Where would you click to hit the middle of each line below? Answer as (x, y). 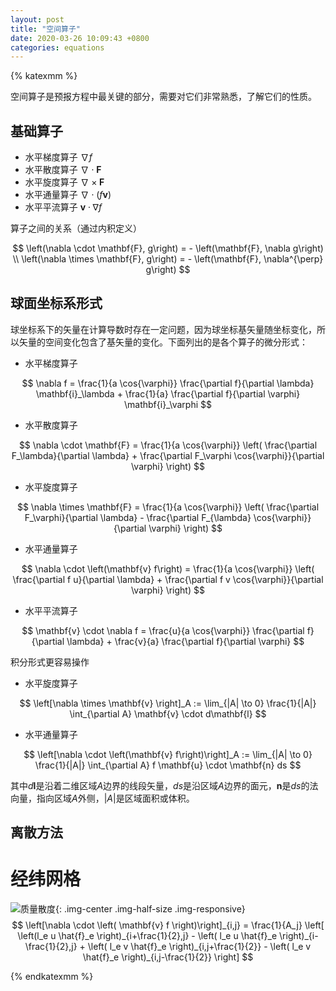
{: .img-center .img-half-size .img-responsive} (150, 909)
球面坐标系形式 (56, 303)
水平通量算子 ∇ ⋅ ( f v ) (68, 195)
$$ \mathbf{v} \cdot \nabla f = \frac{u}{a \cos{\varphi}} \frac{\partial (163, 630)
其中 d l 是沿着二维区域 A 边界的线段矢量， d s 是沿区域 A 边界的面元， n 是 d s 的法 (164, 785)
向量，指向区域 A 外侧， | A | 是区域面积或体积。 (102, 798)
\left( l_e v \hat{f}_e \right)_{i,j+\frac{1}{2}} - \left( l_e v (199, 947)
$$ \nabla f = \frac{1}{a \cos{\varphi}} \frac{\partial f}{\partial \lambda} (168, 383)
